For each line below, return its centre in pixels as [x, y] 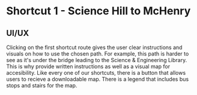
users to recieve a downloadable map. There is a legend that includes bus [98, 79]
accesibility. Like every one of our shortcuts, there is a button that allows [96, 73]
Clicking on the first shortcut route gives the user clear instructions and [94, 47]
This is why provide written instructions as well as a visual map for [88, 66]
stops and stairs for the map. [42, 85]
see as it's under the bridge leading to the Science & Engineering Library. [97, 60]
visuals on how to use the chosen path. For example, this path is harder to [98, 54]
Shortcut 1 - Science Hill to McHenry [98, 11]
